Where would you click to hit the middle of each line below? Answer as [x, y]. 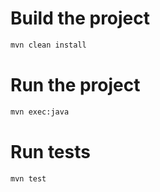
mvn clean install [48, 45]
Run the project [75, 85]
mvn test [28, 178]
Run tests [50, 151]
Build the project [80, 18]
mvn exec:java [40, 112]
